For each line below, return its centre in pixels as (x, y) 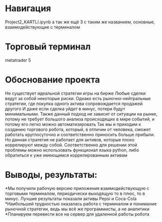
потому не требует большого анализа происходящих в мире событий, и (80, 119)
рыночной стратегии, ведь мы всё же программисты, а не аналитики (77, 209)
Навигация (28, 9)
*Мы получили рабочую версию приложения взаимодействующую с (77, 188)
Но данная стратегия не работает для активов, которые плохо (70, 139)
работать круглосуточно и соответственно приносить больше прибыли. (80, 135)
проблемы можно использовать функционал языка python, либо (72, 150)
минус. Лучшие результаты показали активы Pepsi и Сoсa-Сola (71, 198)
